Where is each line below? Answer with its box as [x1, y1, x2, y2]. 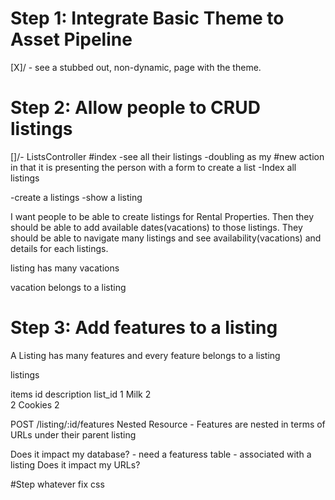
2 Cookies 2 [10, 398, 60, 411]
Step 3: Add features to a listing [10, 317, 278, 339]
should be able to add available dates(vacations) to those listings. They [10, 221, 303, 233]
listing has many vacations [10, 262, 120, 274]
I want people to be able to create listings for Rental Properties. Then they [10, 210, 315, 222]
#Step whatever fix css [10, 478, 105, 490]
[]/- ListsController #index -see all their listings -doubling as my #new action [10, 150, 325, 162]
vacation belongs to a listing [10, 281, 127, 293]
